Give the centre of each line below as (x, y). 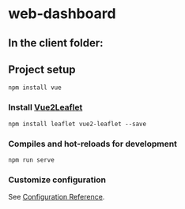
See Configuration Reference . (57, 197)
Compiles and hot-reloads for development (93, 144)
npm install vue (35, 88)
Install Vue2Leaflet (45, 107)
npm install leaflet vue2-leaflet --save (77, 124)
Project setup (42, 69)
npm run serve (32, 160)
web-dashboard (62, 14)
